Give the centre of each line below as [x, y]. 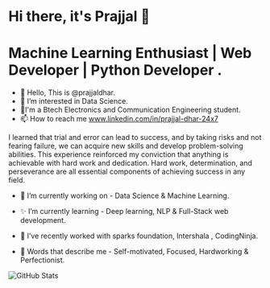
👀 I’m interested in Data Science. [74, 101]
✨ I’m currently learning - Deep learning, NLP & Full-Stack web [124, 212]
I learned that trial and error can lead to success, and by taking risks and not [135, 138]
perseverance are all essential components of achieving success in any [127, 171]
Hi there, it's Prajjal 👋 [79, 16]
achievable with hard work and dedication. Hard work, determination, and [130, 163]
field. [17, 180]
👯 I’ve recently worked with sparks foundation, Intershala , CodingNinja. [139, 236]
